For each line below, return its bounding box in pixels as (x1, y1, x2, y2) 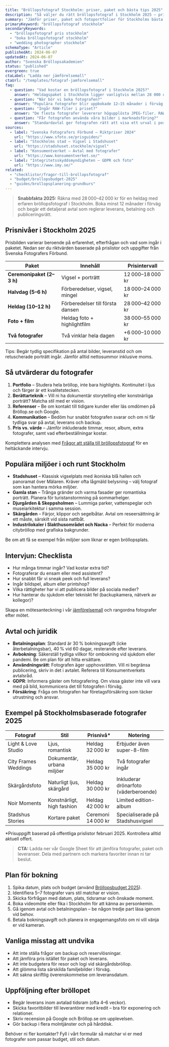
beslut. (17, 856, 32, 862)
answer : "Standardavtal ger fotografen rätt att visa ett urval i (14, 120, 156, 125)
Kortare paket (47, 814, 80, 821)
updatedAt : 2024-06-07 (5, 54, 53, 60)
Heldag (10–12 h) (8, 303, 51, 310)
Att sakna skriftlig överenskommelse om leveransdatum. (12, 972, 129, 978)
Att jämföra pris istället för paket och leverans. (12, 955, 108, 962)
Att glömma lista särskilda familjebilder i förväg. (12, 966, 111, 972)
